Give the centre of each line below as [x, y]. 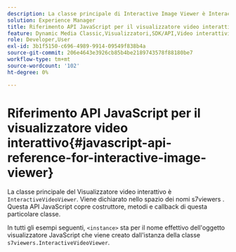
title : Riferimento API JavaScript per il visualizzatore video [103, 27]
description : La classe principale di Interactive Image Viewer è [106, 14]
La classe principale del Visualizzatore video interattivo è [90, 192]
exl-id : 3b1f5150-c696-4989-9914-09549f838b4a [77, 46]
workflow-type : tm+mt [39, 59]
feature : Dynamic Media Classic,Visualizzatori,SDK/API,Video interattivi [119, 33]
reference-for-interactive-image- [107, 157]
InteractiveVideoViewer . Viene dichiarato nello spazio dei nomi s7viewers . [116, 199]
